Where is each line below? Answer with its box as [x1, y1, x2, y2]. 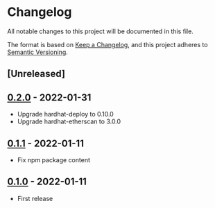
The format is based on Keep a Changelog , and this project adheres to [7, 40, 208, 49]
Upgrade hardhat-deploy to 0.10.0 [17, 110, 114, 119]
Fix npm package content [17, 155, 90, 164]
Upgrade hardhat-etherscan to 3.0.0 [17, 117, 121, 125]
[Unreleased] [7, 68, 66, 80]
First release [17, 194, 53, 202]
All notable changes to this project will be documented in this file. [7, 27, 194, 35]
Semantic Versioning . [7, 48, 68, 56]
